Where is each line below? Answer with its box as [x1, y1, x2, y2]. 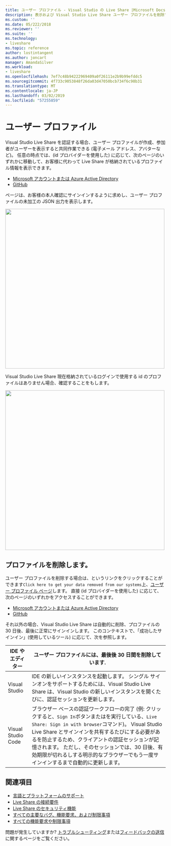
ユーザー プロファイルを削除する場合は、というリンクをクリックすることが [5, 575, 163, 581]
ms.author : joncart [5, 55, 47, 60]
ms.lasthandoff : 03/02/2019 [5, 93, 65, 98]
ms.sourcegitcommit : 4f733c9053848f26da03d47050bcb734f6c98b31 [5, 79, 142, 84]
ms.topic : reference [5, 45, 49, 51]
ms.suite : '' [5, 31, 33, 36]
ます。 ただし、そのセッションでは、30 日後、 [47, 744, 158, 750]
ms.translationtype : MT [5, 83, 56, 88]
